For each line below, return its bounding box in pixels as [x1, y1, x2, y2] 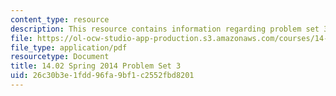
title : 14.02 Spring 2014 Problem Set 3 [10, 61, 182, 71]
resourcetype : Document [10, 52, 110, 62]
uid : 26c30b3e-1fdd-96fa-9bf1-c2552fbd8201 [10, 71, 195, 81]
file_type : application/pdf [10, 42, 128, 53]
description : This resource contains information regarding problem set [10, 24, 320, 34]
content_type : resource [10, 14, 110, 25]
